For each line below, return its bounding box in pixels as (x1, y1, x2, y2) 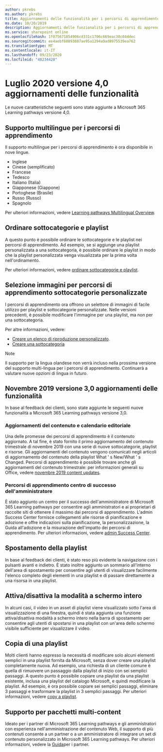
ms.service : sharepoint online (5, 30, 68, 35)
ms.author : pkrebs (5, 12, 42, 17)
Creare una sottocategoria (12, 341, 65, 347)
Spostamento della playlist (5, 544, 87, 552)
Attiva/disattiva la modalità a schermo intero (5, 592, 142, 600)
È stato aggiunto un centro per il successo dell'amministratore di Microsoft (5, 499, 154, 505)
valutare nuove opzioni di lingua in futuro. (5, 370, 88, 376)
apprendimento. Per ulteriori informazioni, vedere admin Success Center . (5, 530, 151, 536)
